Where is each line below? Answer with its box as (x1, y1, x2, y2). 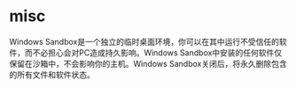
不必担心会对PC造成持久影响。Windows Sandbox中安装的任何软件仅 (32, 47, 283, 58)
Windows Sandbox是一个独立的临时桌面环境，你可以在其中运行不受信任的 (9, 36, 279, 47)
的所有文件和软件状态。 (9, 69, 95, 80)
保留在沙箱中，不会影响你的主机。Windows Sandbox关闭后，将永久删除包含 (9, 58, 287, 69)
